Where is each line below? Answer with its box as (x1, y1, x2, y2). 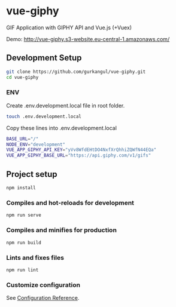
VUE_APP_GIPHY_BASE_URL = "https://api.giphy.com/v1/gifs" (6, 152, 151, 159)
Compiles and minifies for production (6, 226, 117, 234)
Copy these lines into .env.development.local (6, 124, 117, 131)
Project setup (6, 169, 58, 179)
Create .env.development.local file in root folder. (6, 102, 125, 109)
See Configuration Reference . (6, 294, 80, 302)
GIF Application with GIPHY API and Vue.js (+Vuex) (6, 24, 132, 31)
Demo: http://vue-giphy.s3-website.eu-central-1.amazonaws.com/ (6, 35, 170, 42)
